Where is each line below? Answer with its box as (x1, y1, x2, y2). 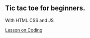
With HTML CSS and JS (5, 17, 54, 23)
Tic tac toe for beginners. (5, 4, 86, 12)
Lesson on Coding (5, 27, 43, 33)
